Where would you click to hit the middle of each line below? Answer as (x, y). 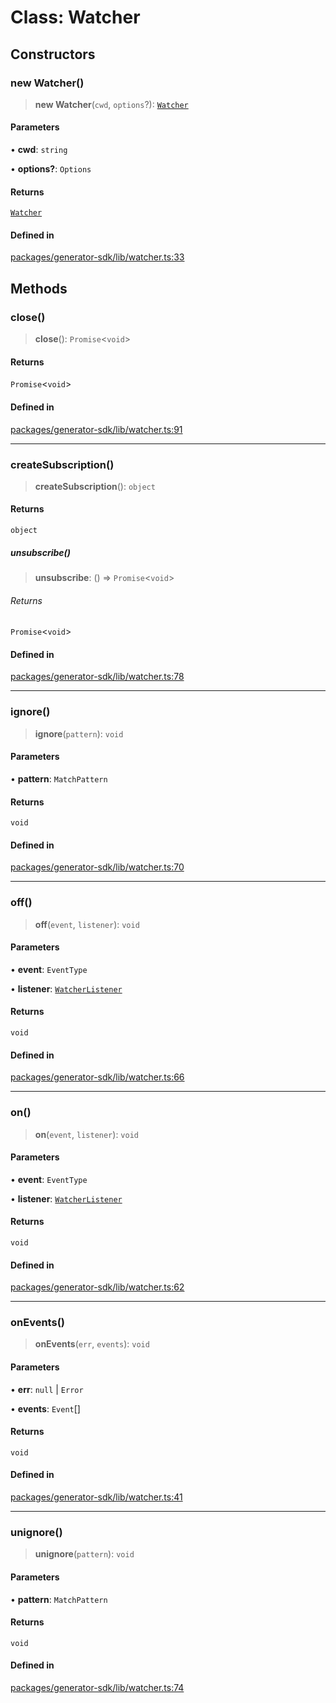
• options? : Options (51, 169)
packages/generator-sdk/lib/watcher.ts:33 (97, 257)
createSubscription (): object (95, 486)
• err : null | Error (47, 1389)
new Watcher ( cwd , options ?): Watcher (111, 104)
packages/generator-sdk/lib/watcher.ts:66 (97, 1077)
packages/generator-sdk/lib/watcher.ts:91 (96, 429)
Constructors (53, 54)
